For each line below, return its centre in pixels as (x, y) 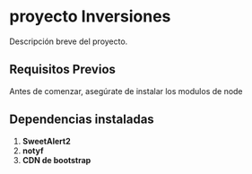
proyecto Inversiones (90, 17)
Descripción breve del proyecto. (69, 41)
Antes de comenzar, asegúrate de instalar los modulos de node (126, 91)
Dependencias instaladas (82, 120)
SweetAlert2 (46, 141)
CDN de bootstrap (56, 160)
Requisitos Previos (63, 70)
